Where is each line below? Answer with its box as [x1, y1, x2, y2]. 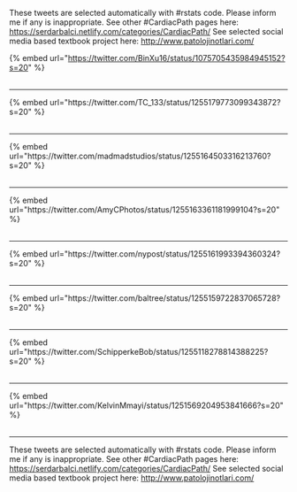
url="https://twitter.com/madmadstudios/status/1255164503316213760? [9, 150, 271, 161]
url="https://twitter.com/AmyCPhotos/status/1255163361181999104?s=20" [9, 204, 280, 215]
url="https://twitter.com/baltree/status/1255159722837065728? [49, 293, 281, 304]
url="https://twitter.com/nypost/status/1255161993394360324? [49, 249, 281, 259]
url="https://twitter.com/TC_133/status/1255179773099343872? [49, 97, 281, 107]
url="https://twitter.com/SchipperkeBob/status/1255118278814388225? [9, 347, 269, 357]
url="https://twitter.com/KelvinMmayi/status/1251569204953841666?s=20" [9, 400, 285, 411]
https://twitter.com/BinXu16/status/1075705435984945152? [67, 53, 286, 63]
